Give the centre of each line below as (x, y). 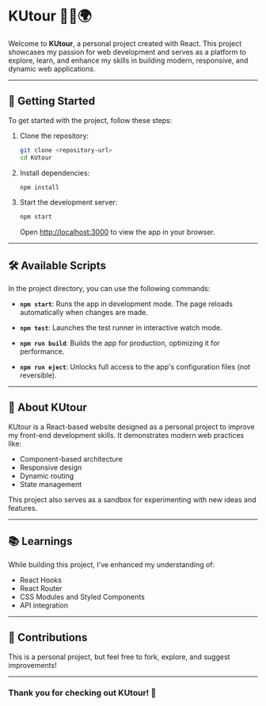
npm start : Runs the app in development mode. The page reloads (126, 304)
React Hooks (40, 580)
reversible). (38, 375)
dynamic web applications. (52, 68)
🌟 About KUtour (47, 407)
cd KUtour (36, 157)
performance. (42, 351)
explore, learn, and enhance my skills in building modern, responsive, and (128, 60)
